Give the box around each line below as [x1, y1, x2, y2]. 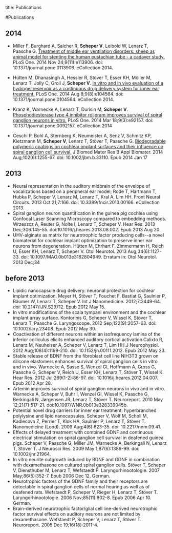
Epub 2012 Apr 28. [12, 380, 52, 386]
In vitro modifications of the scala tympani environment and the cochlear [12, 309, 166, 315]
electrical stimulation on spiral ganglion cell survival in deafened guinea [12, 435, 164, 441]
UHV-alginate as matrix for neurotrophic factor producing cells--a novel [12, 232, 164, 238]
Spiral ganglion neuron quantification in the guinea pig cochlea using [12, 210, 158, 216]
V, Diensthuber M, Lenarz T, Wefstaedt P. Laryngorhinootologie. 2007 [12, 467, 160, 473]
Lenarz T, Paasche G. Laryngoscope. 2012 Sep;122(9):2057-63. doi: [12, 320, 157, 326]
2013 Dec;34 [12, 259, 40, 265]
